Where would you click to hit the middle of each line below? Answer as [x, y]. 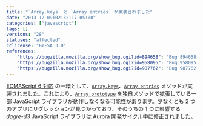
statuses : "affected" [34, 40]
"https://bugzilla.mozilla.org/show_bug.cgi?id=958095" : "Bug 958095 [107, 62]
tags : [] [17, 29]
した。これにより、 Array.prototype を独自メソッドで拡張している [109, 94]
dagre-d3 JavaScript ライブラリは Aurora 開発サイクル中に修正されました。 [101, 116]
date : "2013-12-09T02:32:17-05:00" [51, 18]
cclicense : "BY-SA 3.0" [36, 46]
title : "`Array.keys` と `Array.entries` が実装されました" [80, 12]
